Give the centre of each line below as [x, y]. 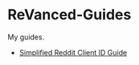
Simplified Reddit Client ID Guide [73, 52]
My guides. [26, 37]
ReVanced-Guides [69, 15]
